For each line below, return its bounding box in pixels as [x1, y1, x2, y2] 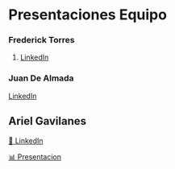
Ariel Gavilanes [8, 114, 87, 128]
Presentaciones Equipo [8, 6, 168, 24]
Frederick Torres [8, 35, 75, 46]
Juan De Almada [8, 72, 74, 84]
